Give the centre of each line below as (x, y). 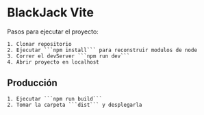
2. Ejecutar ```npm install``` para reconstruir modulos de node (102, 50)
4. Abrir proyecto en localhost (53, 62)
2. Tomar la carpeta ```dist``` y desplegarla (75, 105)
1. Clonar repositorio (39, 44)
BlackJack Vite (51, 13)
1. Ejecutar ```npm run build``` (55, 99)
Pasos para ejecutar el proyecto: (53, 31)
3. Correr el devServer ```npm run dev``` (68, 56)
